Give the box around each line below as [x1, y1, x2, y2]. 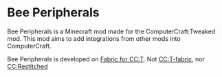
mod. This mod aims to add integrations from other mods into [7, 34, 181, 42]
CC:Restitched [7, 62, 48, 70]
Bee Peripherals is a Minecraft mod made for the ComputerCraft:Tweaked [7, 27, 216, 35]
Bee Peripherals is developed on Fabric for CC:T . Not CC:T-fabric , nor [7, 55, 205, 63]
